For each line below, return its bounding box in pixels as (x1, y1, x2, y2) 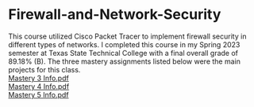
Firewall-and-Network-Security (8, 6, 221, 24)
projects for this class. (8, 65, 81, 74)
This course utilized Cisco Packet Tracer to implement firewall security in (8, 31, 247, 41)
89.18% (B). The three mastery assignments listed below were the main (8, 57, 241, 66)
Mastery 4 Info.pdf (8, 81, 70, 91)
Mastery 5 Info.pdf (8, 90, 69, 99)
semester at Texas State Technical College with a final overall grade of (8, 48, 239, 57)
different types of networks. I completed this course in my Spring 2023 (8, 39, 241, 49)
